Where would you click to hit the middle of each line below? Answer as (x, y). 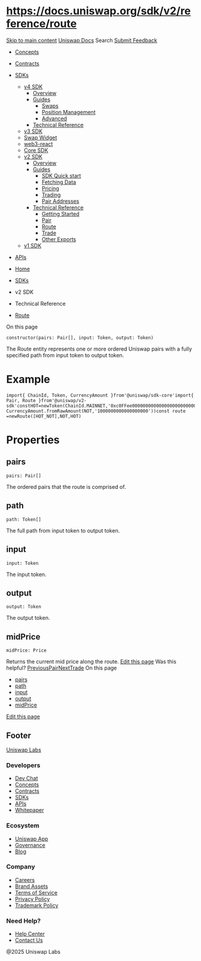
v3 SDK (33, 131)
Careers (25, 880)
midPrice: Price (26, 650)
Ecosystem (23, 826)
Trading (51, 194)
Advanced (54, 118)
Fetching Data (59, 182)
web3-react (38, 144)
